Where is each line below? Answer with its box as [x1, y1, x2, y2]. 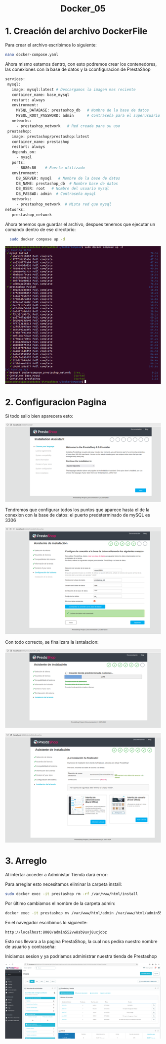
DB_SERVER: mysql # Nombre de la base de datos [16, 176, 121, 181]
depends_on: [11, 149, 37, 155]
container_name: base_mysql [11, 92, 70, 97]
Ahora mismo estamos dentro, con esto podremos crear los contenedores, [5, 61, 157, 67]
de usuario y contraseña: [5, 944, 56, 950]
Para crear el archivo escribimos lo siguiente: [5, 42, 97, 48]
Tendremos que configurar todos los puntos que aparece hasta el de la [5, 507, 150, 513]
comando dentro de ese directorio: [5, 226, 76, 233]
